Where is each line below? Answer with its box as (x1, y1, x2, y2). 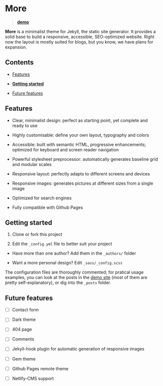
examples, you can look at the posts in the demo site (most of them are (5, 275, 147, 280)
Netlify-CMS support (12, 375, 54, 381)
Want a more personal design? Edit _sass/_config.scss (12, 260, 123, 266)
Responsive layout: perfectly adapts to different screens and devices (12, 171, 150, 176)
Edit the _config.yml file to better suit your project (12, 241, 112, 247)
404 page (12, 326, 32, 332)
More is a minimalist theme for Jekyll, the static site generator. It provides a (5, 28, 156, 34)
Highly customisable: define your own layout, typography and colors (12, 132, 149, 138)
